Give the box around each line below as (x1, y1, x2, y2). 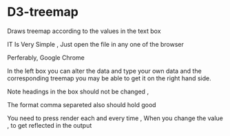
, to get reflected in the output (7, 121, 92, 129)
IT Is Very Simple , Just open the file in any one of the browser (7, 40, 185, 48)
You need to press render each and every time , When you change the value (7, 114, 224, 122)
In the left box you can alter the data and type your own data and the (7, 67, 202, 75)
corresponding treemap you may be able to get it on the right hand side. (7, 73, 211, 82)
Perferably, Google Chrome (7, 53, 85, 62)
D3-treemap (7, 4, 79, 20)
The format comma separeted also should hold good (7, 100, 156, 109)
